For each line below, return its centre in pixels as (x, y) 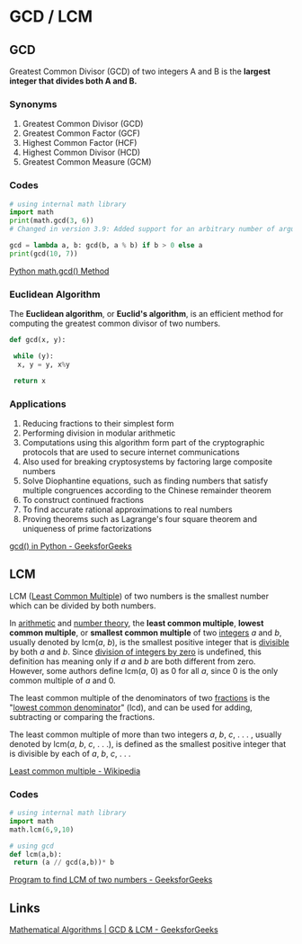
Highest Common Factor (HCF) (80, 143)
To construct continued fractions (83, 499)
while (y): (33, 356)
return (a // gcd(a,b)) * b (64, 863)
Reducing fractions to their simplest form (98, 423)
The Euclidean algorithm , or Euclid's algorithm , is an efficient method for (147, 314)
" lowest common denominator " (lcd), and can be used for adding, (131, 707)
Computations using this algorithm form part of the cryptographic (143, 442)
